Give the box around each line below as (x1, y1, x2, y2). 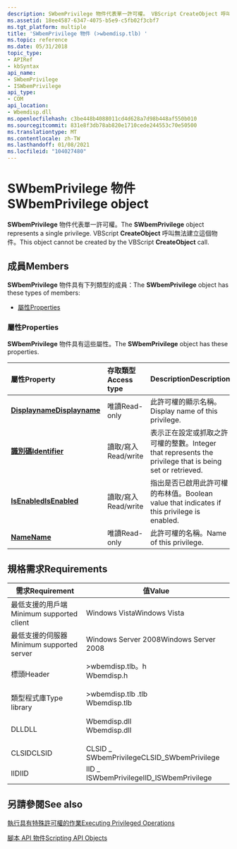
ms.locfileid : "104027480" (7, 148, 87, 155)
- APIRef (7, 56, 33, 63)
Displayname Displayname (11, 405, 101, 415)
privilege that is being (150, 456, 222, 466)
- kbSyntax (7, 63, 39, 70)
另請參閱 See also (7, 798, 83, 811)
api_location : (7, 102, 49, 109)
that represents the (150, 448, 214, 458)
